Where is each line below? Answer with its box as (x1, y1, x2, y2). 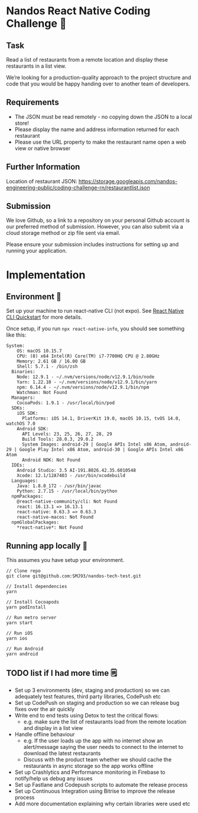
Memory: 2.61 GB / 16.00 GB (17, 358, 86, 364)
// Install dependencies (6, 583, 67, 590)
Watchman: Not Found (17, 390, 67, 396)
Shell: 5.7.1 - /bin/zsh (17, 364, 78, 370)
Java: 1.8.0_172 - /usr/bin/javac (17, 483, 102, 489)
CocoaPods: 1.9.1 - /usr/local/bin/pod (17, 400, 115, 406)
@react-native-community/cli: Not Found (17, 498, 118, 505)
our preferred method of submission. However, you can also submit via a (6, 223, 183, 230)
